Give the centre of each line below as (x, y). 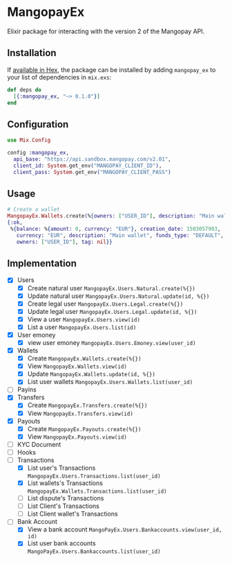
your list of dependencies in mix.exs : (59, 77)
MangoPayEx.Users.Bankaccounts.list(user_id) (94, 552)
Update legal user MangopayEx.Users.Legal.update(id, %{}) (112, 311)
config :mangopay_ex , (38, 153)
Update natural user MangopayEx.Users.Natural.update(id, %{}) (118, 296)
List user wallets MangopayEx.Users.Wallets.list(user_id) (110, 382)
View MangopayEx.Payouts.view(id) (77, 437)
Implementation (42, 264)
